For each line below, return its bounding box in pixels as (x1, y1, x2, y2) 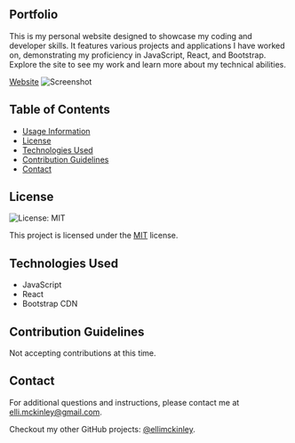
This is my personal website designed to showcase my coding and (9, 30, 253, 41)
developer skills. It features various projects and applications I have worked (9, 40, 286, 51)
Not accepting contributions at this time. (9, 348, 157, 358)
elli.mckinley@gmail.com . (9, 407, 102, 417)
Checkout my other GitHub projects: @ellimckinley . (9, 423, 195, 434)
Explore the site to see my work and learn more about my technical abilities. (9, 59, 287, 69)
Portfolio (9, 7, 59, 22)
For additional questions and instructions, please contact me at (9, 397, 240, 407)
